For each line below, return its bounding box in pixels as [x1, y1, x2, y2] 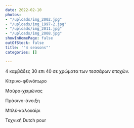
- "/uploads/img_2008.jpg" [5, 31, 62, 36]
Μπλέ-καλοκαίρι [5, 107, 40, 113]
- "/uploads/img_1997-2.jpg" [5, 21, 67, 27]
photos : [5, 12, 22, 17]
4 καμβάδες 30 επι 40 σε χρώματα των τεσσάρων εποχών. [5, 68, 130, 74]
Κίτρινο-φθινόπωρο [5, 78, 47, 84]
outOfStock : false [5, 40, 44, 46]
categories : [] [5, 50, 37, 55]
